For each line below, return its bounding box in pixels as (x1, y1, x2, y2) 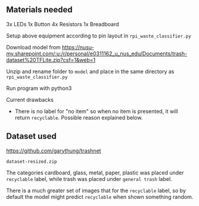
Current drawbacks (6, 96, 54, 103)
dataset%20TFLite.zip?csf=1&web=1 (6, 56, 96, 63)
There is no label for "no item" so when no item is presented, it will (14, 107, 178, 115)
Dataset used (6, 131, 57, 142)
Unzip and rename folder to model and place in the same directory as (6, 68, 175, 75)
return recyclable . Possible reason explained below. (14, 114, 143, 121)
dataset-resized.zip (6, 158, 58, 164)
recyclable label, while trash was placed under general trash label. (6, 175, 172, 182)
